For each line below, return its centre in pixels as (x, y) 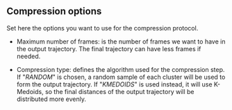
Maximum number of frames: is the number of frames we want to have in (121, 42)
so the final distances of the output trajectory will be (120, 91)
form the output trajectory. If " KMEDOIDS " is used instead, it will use (114, 84)
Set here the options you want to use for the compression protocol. (102, 28)
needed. (28, 56)
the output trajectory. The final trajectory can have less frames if (109, 48)
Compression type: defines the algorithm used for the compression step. (121, 69)
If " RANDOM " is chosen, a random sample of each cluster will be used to (121, 77)
